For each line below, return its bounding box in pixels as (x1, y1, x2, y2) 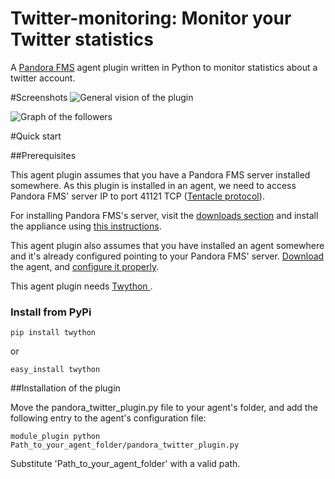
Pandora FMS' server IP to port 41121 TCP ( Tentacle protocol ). (10, 190, 265, 202)
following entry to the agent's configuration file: (10, 412, 207, 424)
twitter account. (10, 72, 76, 84)
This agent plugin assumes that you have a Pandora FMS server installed (10, 168, 311, 181)
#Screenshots (10, 91, 68, 103)
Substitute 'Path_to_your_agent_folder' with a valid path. (10, 458, 241, 470)
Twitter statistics (10, 28, 154, 51)
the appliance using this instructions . (10, 220, 162, 232)
